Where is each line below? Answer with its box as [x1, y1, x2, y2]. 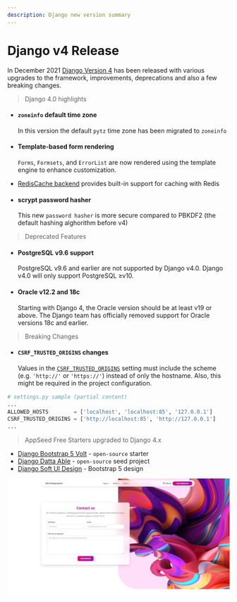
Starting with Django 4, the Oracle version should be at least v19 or [17, 303, 212, 312]
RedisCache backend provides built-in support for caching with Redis [17, 179, 220, 188]
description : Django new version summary [7, 11, 131, 18]
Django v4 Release [7, 42, 120, 59]
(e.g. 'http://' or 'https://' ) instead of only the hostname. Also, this [17, 371, 221, 380]
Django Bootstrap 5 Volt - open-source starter [17, 450, 150, 458]
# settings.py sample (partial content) [7, 393, 128, 400]
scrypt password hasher [17, 195, 92, 204]
